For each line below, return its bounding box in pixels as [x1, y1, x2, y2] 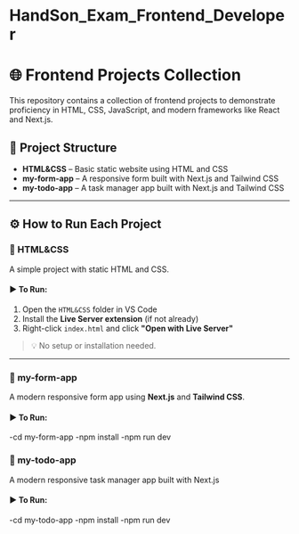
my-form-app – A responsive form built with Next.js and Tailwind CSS [21, 173, 279, 184]
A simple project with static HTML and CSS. [9, 264, 170, 275]
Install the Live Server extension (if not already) [21, 313, 199, 324]
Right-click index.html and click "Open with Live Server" [21, 323, 234, 333]
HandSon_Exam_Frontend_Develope [9, 5, 285, 26]
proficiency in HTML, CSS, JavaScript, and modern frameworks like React [9, 104, 280, 116]
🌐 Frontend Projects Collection [9, 65, 242, 86]
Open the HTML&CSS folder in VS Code [21, 304, 158, 315]
